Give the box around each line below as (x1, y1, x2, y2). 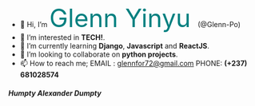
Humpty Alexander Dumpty (8, 88, 102, 98)
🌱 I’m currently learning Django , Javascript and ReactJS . (19, 41, 210, 50)
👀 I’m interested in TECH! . (19, 33, 106, 42)
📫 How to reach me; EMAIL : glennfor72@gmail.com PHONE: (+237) (19, 59, 248, 68)
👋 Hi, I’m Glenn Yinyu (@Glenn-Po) (19, 3, 241, 33)
